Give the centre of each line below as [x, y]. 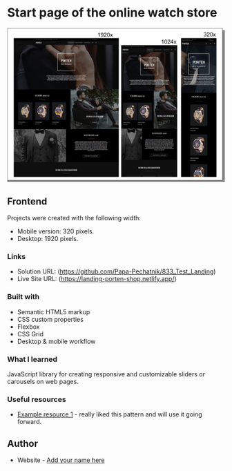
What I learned [32, 359]
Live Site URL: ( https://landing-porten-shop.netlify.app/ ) [97, 279]
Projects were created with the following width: [74, 218]
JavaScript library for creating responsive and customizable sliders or [106, 374]
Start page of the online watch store [112, 13]
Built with [23, 297]
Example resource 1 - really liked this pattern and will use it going [109, 414]
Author [22, 443]
